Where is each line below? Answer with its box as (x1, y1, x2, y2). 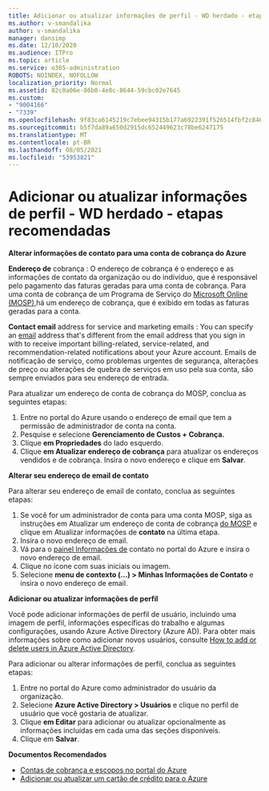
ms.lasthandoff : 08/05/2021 (8, 146, 102, 154)
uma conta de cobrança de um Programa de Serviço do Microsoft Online (8, 289, 248, 299)
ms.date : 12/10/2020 (8, 42, 78, 50)
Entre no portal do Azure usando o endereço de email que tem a (19, 413, 232, 422)
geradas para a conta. (8, 306, 82, 317)
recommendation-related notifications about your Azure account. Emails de (8, 348, 257, 357)
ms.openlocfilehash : (8, 116, 78, 124)
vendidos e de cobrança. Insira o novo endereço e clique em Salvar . (19, 455, 246, 465)
